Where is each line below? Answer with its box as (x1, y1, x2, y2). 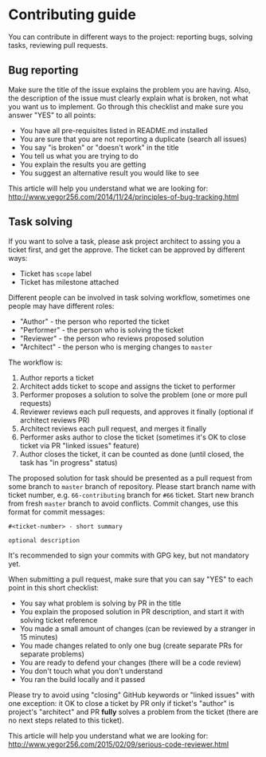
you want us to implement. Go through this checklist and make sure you (8, 101, 244, 111)
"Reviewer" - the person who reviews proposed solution (19, 333, 205, 343)
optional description (8, 536, 80, 544)
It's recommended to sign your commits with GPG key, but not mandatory (8, 550, 249, 560)
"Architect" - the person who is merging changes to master (19, 341, 213, 352)
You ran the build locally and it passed (19, 674, 146, 684)
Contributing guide (8, 6, 137, 24)
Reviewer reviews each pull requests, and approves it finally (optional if (19, 407, 253, 416)
